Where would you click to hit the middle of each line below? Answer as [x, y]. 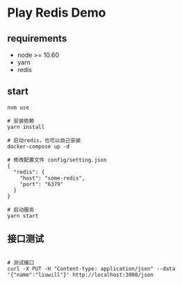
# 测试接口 [21, 262]
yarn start [23, 216]
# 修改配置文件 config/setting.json [57, 160]
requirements [37, 38]
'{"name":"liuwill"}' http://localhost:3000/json [81, 275]
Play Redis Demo [57, 13]
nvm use [18, 107]
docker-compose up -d [39, 146]
